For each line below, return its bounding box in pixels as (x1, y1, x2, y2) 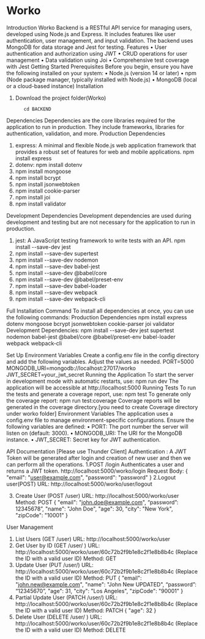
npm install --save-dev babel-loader (15, 282, 107, 289)
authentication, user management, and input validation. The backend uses (6, 37, 193, 44)
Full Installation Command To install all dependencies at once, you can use (6, 307, 194, 314)
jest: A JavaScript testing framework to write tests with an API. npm (15, 237, 185, 244)
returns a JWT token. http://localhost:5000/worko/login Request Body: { (6, 467, 188, 475)
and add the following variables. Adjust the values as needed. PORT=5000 (6, 358, 195, 365)
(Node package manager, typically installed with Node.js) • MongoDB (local (6, 76, 198, 83)
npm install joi (15, 193, 51, 201)
